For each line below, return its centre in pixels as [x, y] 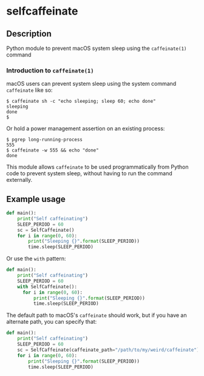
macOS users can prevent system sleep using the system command [91, 84]
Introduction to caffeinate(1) [50, 70]
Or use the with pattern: [36, 259]
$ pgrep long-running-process [45, 140]
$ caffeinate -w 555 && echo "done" [53, 150]
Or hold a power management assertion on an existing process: [86, 128]
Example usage [36, 199]
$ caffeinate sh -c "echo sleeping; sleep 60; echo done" [81, 102]
